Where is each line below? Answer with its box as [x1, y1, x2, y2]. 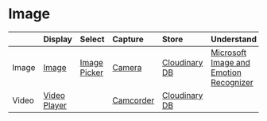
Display [43, 33, 73, 45]
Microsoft [210, 47, 247, 58]
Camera [112, 61, 142, 72]
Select [79, 33, 105, 45]
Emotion [210, 67, 242, 78]
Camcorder [112, 95, 155, 106]
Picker [79, 67, 104, 78]
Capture [112, 33, 145, 45]
